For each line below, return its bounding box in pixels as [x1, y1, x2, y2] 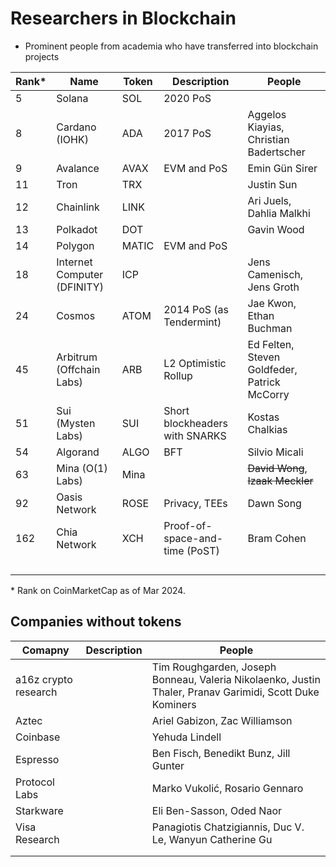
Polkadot [56, 222, 98, 236]
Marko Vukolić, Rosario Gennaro [151, 781, 304, 795]
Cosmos [56, 308, 96, 322]
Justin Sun [247, 177, 298, 191]
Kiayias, [247, 120, 285, 134]
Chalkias [247, 422, 288, 436]
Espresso [15, 752, 60, 766]
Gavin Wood [247, 222, 305, 236]
